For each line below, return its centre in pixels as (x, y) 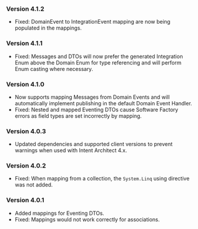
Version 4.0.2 (26, 166)
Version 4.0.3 (26, 131)
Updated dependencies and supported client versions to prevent (94, 144)
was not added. (34, 185)
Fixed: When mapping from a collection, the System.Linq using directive (102, 179)
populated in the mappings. (48, 28)
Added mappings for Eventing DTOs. (60, 213)
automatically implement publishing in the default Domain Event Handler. (103, 103)
